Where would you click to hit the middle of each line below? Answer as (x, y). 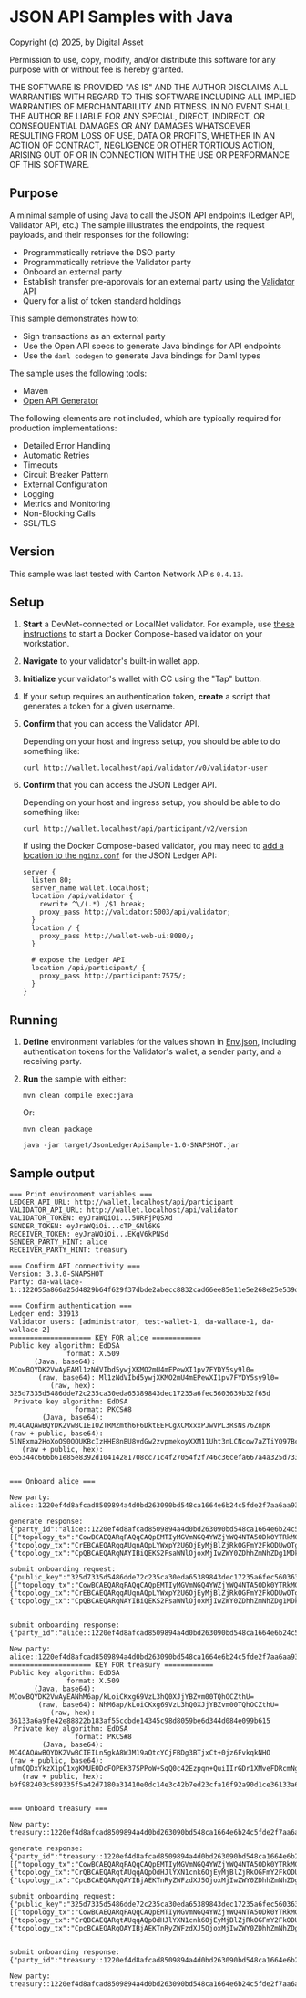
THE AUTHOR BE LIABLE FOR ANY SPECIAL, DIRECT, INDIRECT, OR (138, 116)
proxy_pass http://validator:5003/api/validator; (135, 912)
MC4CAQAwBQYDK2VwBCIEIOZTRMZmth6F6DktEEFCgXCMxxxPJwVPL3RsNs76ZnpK (140, 1425)
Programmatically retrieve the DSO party (99, 252)
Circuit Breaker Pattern (66, 474)
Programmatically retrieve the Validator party (107, 262)
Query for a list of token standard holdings (102, 300)
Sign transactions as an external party (94, 336)
